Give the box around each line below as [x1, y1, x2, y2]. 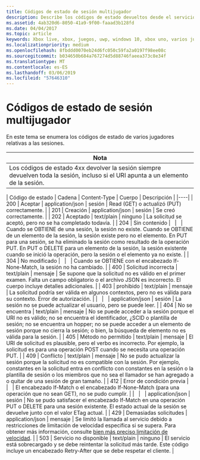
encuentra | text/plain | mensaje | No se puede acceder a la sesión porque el [6, 308, 194, 315]
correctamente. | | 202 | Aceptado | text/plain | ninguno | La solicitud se [6, 213, 182, 220]
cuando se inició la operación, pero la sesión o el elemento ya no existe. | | [6, 251, 189, 258]
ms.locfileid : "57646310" [6, 75, 70, 81]
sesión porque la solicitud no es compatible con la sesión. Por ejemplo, [6, 359, 180, 366]
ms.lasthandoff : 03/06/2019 [6, 70, 76, 76]
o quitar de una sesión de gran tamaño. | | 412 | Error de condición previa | [6, 378, 189, 385]
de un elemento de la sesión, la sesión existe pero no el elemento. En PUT [6, 232, 187, 239]
